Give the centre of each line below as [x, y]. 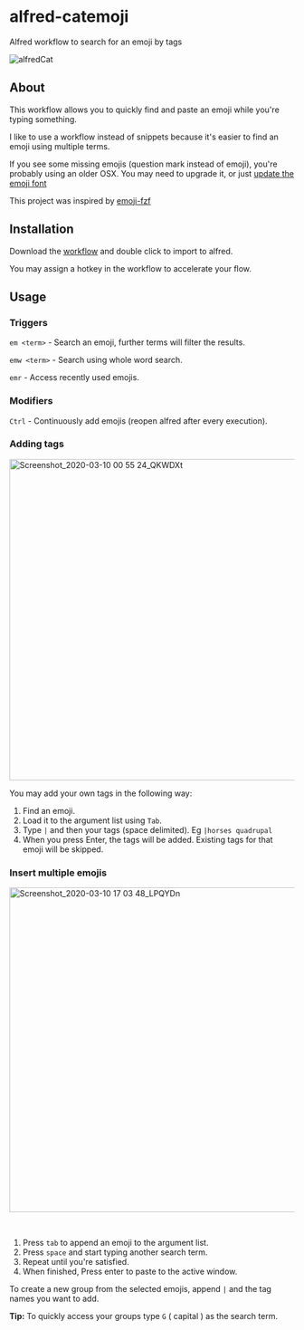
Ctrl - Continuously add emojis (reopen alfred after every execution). [139, 421]
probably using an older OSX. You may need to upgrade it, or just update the [152, 173]
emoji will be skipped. [63, 849]
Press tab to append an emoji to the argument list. [115, 1243]
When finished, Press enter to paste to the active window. [130, 1272]
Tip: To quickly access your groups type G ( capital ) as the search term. [144, 1316]
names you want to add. [54, 1299]
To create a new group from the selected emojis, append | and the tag [140, 1289]
